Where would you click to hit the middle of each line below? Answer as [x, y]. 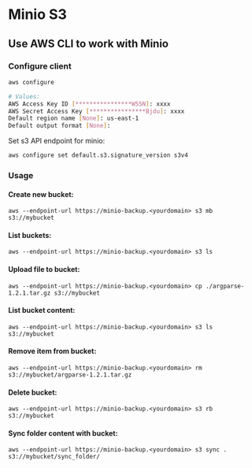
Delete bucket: [33, 392]
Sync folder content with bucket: [63, 433]
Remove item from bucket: [52, 351]
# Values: [24, 96]
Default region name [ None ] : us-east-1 [74, 119]
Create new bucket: [41, 194]
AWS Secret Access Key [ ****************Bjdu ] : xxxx [96, 111]
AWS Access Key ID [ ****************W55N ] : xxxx [89, 104]
